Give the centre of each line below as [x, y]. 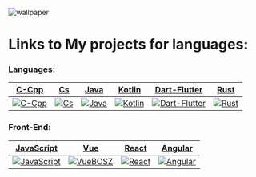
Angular [177, 147]
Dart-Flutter [179, 90]
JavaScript [37, 147]
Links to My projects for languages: [128, 45]
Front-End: [30, 128]
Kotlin [130, 90]
